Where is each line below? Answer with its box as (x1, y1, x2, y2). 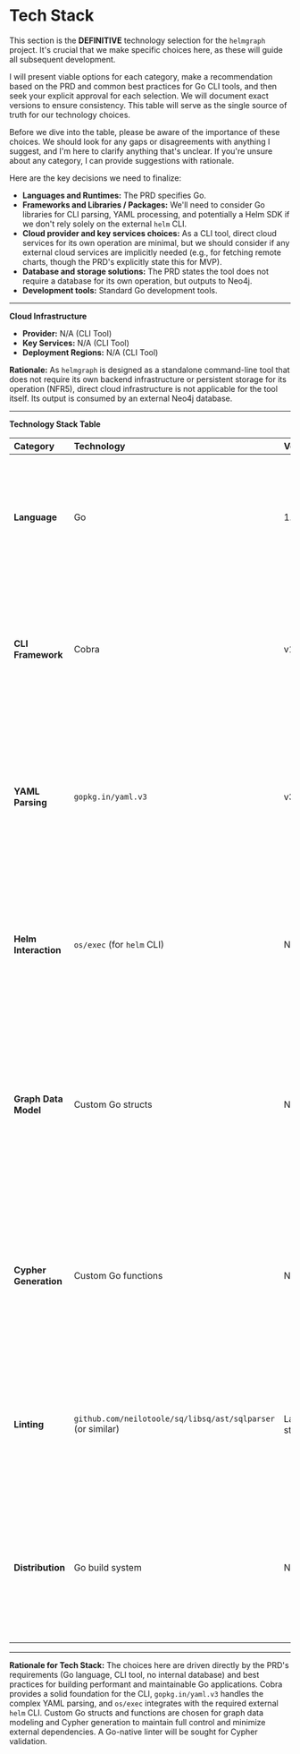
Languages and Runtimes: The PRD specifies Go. (21, 190, 207, 200)
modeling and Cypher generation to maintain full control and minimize (9, 1716, 266, 1727)
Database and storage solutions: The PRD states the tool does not (21, 266, 270, 277)
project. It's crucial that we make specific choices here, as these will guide (9, 44, 283, 55)
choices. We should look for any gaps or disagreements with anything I (9, 136, 271, 147)
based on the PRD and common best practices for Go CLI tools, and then (9, 81, 278, 91)
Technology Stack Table (9, 418, 101, 430)
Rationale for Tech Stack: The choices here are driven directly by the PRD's (9, 1659, 289, 1670)
